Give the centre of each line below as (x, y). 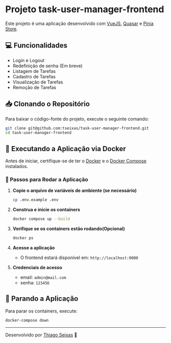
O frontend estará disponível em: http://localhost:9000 (79, 258)
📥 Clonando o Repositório (48, 104)
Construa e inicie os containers (46, 210)
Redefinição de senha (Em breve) (48, 66)
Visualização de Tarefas (38, 82)
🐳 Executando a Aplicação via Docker (66, 149)
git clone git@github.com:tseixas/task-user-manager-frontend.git (77, 128)
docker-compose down (27, 320)
